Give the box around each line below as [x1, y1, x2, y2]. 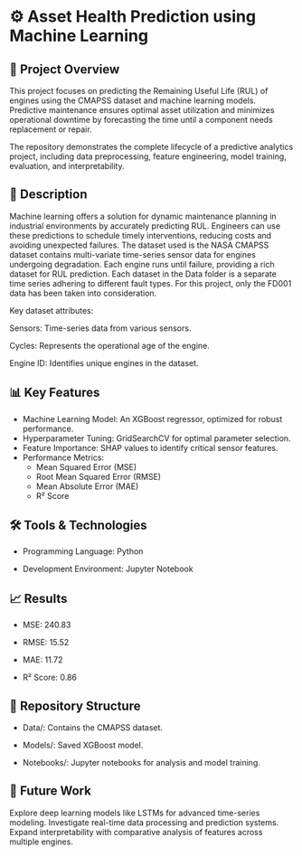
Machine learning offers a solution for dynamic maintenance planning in [9, 211, 278, 221]
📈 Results [9, 590, 68, 607]
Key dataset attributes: [9, 305, 94, 315]
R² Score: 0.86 [22, 672, 78, 683]
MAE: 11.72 [22, 654, 63, 665]
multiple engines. [9, 836, 74, 847]
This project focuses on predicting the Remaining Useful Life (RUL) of [9, 86, 269, 96]
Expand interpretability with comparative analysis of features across [9, 826, 263, 837]
